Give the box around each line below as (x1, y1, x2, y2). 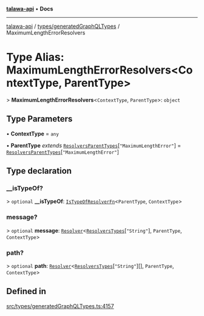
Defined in (6, 286, 47, 297)
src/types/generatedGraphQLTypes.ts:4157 (6, 302, 114, 309)
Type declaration (6, 166, 72, 176)
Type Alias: (6, 50, 65, 64)
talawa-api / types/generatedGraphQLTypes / (6, 22, 120, 30)
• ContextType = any (6, 130, 59, 137)
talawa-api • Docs (6, 5, 53, 12)
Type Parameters (6, 114, 73, 124)
